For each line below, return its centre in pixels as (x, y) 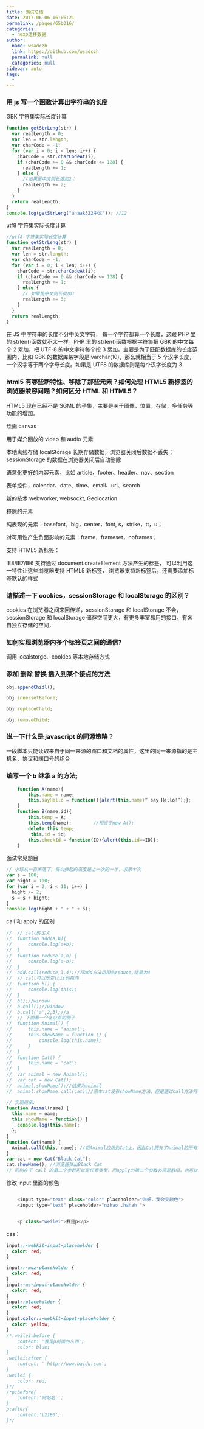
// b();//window (28, 1001)
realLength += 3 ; (44, 299)
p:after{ (17, 1410)
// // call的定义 (28, 933)
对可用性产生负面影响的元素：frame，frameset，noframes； (82, 537)
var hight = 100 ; (28, 881)
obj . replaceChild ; (29, 709)
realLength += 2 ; (44, 185)
